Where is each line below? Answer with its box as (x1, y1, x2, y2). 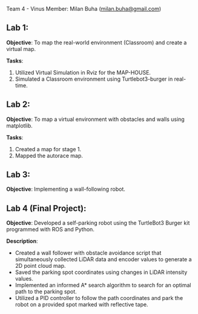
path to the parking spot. (15, 288, 77, 295)
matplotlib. (6, 121, 33, 129)
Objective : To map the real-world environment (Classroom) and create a (6, 39, 187, 46)
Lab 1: (6, 22, 29, 33)
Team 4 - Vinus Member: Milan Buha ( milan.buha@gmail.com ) (6, 5, 162, 12)
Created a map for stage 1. (15, 145, 82, 152)
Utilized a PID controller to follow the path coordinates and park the (15, 295, 183, 302)
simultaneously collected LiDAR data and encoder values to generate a (15, 256, 192, 263)
